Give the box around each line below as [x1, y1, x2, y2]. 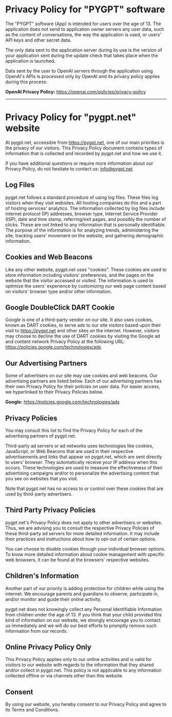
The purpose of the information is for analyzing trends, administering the [5, 227, 159, 233]
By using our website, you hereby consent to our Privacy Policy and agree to [5, 701, 167, 707]
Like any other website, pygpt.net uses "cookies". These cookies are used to [5, 266, 167, 273]
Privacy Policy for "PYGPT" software [5, 4, 165, 15]
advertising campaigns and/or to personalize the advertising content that [5, 470, 159, 476]
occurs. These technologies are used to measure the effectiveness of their [5, 464, 163, 470]
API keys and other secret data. [5, 37, 72, 43]
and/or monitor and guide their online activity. [5, 596, 101, 602]
